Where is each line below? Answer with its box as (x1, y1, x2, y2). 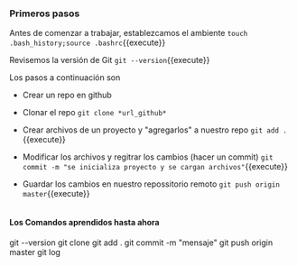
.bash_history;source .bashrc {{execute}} (9, 37, 166, 48)
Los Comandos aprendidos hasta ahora (9, 216, 160, 227)
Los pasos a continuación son (9, 72, 121, 83)
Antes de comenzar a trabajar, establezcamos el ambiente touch (9, 28, 248, 39)
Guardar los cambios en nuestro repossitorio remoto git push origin (22, 179, 280, 189)
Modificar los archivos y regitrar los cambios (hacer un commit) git (22, 151, 274, 162)
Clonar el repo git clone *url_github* (22, 107, 167, 118)
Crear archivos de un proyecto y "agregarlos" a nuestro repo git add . (22, 124, 287, 135)
